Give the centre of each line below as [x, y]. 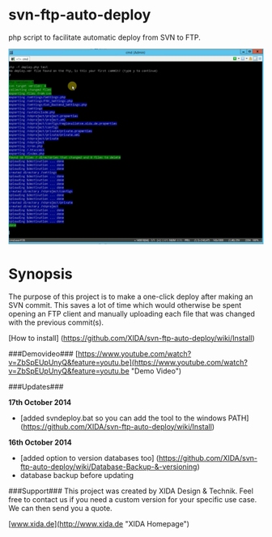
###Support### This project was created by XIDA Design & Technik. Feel [131, 491]
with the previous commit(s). [56, 322]
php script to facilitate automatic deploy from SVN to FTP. [104, 37]
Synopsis [40, 274]
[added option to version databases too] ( [89, 458]
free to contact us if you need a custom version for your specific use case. [133, 499]
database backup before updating [76, 475]
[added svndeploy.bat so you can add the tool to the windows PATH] [134, 418]
